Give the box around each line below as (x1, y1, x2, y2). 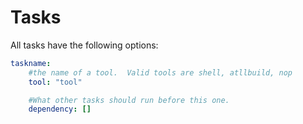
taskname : (10, 58, 52, 68)
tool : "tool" (28, 77, 83, 87)
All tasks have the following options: (10, 39, 159, 51)
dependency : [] (28, 104, 92, 115)
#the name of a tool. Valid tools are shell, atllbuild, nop (28, 67, 293, 78)
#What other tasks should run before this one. (28, 95, 230, 105)
